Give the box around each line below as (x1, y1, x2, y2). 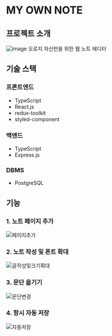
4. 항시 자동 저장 (6, 309, 50, 317)
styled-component (14, 115, 60, 122)
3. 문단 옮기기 (6, 278, 43, 287)
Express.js (14, 151, 40, 158)
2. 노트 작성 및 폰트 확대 (6, 248, 69, 256)
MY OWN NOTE (6, 4, 83, 17)
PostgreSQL (14, 179, 44, 187)
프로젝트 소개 (6, 28, 51, 38)
